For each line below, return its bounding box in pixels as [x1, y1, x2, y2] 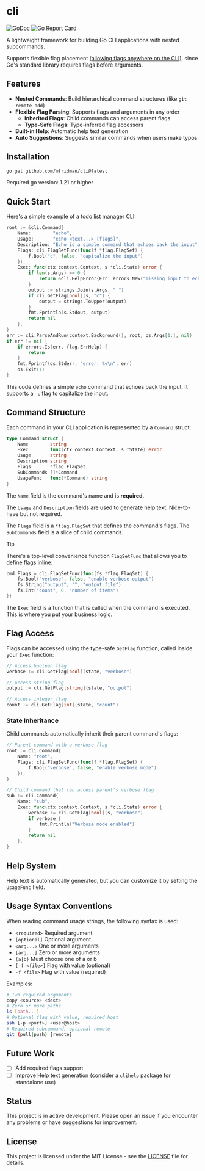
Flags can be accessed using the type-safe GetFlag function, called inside [6, 644, 193, 651]
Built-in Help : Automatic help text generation [15, 127, 129, 135]
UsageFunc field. [6, 883, 46, 891]
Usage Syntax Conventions [6, 901, 112, 912]
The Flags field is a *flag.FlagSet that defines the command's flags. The [6, 522, 190, 529]
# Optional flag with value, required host [6, 1015, 119, 1021]
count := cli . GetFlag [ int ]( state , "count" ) [6, 702, 119, 708]
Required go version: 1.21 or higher [6, 179, 93, 186]
